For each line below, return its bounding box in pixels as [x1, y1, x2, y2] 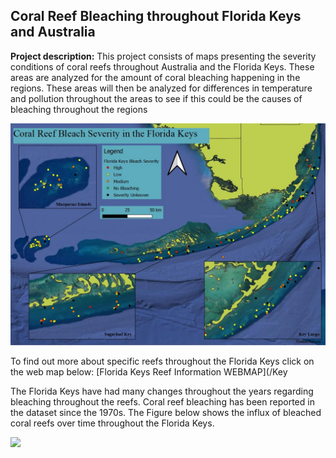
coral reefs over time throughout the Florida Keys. [10, 417, 215, 429]
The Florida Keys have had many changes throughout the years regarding [10, 385, 314, 398]
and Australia [10, 24, 96, 41]
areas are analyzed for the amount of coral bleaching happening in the [10, 71, 301, 83]
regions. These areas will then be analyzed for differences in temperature [10, 82, 313, 94]
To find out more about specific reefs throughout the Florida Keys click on [10, 355, 315, 368]
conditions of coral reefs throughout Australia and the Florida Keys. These [10, 60, 315, 73]
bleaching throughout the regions [10, 103, 148, 115]
